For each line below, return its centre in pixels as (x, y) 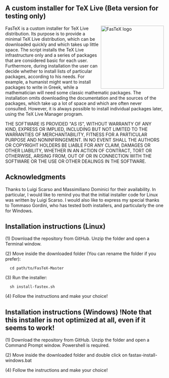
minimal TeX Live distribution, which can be (50, 39)
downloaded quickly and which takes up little (52, 44)
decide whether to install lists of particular (49, 71)
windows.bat (18, 360)
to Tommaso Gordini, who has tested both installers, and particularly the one (84, 205)
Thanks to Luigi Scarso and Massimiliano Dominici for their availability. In (80, 189)
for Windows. (19, 211)
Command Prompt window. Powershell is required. (57, 345)
